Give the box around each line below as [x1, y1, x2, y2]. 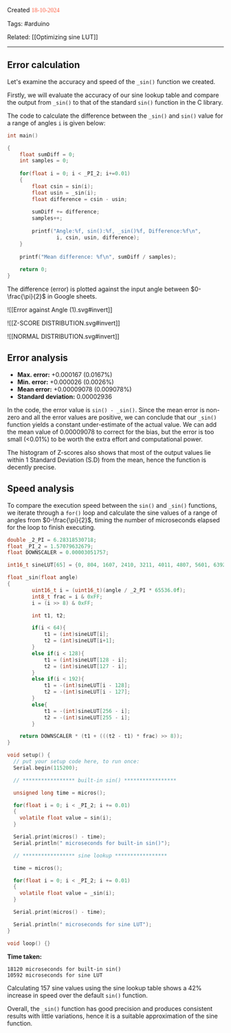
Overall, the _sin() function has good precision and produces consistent [7, 1004, 213, 1012]
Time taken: [7, 952, 43, 961]
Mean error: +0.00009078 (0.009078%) [16, 385, 132, 393]
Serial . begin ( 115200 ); [13, 764, 78, 771]
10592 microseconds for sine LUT [7, 972, 103, 979]
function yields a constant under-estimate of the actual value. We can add [7, 420, 217, 429]
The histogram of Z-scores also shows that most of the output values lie [7, 448, 211, 456]
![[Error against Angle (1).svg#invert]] [7, 306, 113, 314]
